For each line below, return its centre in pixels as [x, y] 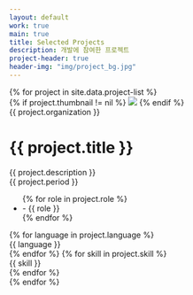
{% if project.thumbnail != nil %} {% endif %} [96, 102]
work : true [29, 26]
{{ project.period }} [44, 182]
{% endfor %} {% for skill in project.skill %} [88, 253]
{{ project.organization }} [54, 112]
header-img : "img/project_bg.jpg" [73, 67]
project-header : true [49, 58]
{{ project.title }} [72, 148]
